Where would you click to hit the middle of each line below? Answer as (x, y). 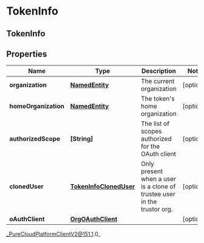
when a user (158, 179)
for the (150, 147)
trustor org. (157, 209)
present (152, 171)
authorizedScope (35, 139)
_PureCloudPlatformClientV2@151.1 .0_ (53, 234)
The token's (158, 99)
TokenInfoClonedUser (103, 187)
